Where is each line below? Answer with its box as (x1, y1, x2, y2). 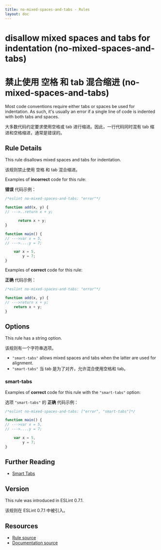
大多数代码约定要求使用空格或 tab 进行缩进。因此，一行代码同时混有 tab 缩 (5, 124, 154, 129)
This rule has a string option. (5, 335, 62, 341)
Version (5, 485, 29, 493)
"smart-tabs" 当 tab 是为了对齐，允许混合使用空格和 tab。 (12, 366, 129, 372)
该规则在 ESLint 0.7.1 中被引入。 (5, 507, 68, 514)
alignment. (12, 360, 33, 366)
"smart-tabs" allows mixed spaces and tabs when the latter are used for (12, 355, 156, 361)
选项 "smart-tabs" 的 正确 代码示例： (5, 399, 79, 405)
